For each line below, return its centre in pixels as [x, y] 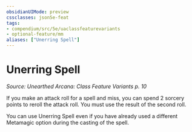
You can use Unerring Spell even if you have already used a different [92, 116]
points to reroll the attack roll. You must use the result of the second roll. [96, 104]
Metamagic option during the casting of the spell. [68, 122]
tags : [13, 23]
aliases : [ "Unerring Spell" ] [43, 40]
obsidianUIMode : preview [38, 12]
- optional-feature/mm [35, 34]
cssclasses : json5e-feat [38, 17]
